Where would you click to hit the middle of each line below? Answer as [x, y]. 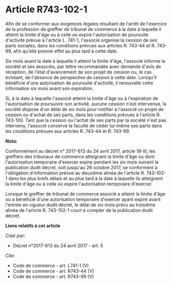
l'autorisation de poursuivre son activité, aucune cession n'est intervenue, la [86, 103]
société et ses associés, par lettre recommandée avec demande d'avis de [83, 66]
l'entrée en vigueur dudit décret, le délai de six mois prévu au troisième [80, 205]
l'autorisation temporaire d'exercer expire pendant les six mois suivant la [82, 162]
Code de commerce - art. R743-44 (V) [53, 271]
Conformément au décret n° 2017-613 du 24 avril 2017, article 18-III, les [80, 151]
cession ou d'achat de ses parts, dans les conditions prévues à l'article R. [83, 115]
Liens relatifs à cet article [33, 225]
